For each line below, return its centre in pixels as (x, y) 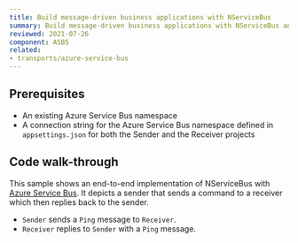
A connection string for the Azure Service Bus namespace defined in (148, 125)
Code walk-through (64, 162)
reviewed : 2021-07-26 (49, 34)
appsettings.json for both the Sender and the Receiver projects (138, 134)
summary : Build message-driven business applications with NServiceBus (144, 26)
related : (25, 50)
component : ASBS (39, 42)
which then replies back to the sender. (79, 202)
